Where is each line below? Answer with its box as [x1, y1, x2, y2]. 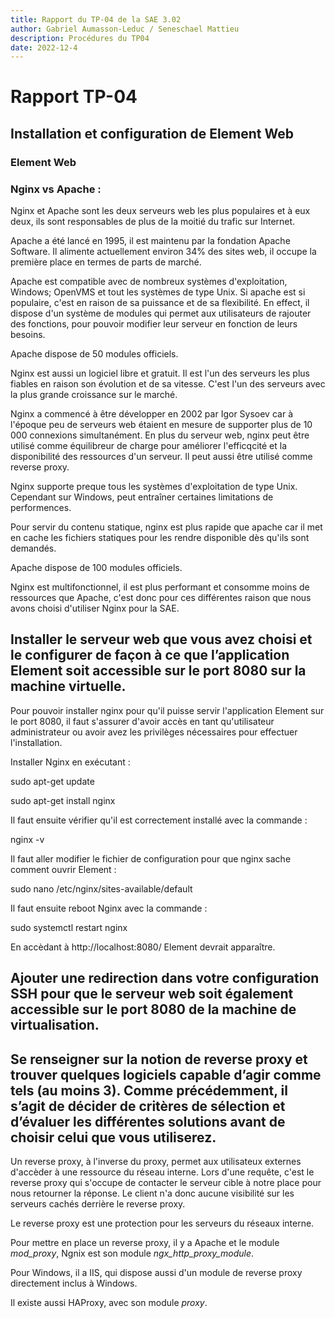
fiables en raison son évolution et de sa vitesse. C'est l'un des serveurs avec [10, 378, 326, 390]
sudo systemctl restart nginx [10, 921, 128, 933]
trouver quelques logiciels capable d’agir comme [10, 1066, 322, 1083]
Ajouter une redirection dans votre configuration [10, 970, 320, 987]
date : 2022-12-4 [10, 42, 78, 53]
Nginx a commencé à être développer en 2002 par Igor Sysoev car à [10, 408, 293, 420]
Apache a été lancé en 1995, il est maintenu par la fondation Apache [10, 235, 291, 247]
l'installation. [10, 736, 63, 748]
